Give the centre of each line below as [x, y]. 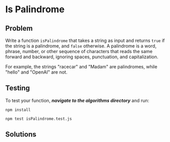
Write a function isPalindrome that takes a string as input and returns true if [85, 40]
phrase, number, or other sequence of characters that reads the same [79, 51]
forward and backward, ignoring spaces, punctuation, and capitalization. [82, 57]
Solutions [21, 135]
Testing [18, 88]
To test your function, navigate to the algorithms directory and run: [77, 100]
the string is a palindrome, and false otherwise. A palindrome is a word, [81, 46]
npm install [18, 110]
